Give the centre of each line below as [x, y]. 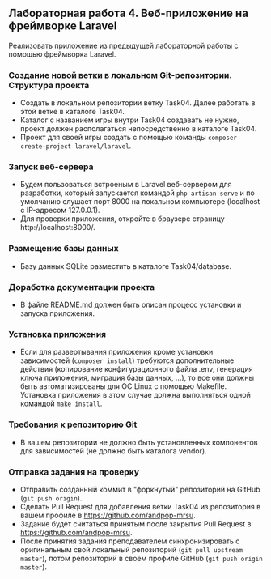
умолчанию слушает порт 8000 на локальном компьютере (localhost [140, 202]
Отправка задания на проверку [74, 471]
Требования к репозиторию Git [73, 424]
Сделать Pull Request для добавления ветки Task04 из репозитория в [140, 506]
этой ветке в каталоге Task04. [72, 112]
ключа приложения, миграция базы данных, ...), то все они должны [137, 378]
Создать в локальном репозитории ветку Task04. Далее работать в [138, 103]
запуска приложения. [57, 313]
